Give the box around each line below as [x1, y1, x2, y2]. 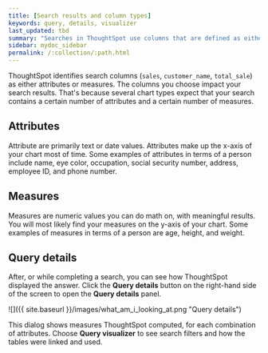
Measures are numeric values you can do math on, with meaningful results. [8, 211, 256, 220]
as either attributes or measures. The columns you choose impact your [8, 79, 242, 89]
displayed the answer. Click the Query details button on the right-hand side [8, 281, 257, 291]
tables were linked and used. [8, 337, 103, 347]
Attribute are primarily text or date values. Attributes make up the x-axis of [8, 141, 253, 150]
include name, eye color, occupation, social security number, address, [8, 158, 239, 167]
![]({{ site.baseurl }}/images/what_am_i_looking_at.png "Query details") [8, 305, 242, 315]
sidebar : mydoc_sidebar [8, 42, 88, 50]
